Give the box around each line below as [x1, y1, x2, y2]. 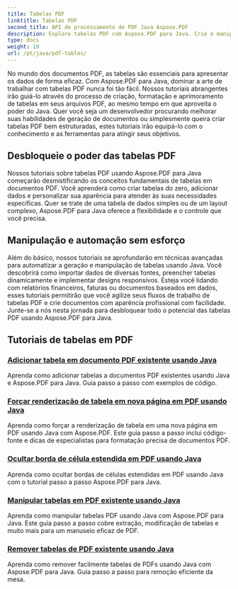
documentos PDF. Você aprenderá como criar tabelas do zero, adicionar [7, 183, 218, 192]
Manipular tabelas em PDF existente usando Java [7, 495, 181, 505]
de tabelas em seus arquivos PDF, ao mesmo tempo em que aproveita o [7, 99, 217, 108]
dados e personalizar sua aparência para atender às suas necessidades [7, 191, 217, 200]
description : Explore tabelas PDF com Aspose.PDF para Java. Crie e [7, 30, 214, 38]
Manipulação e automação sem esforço [7, 234, 186, 246]
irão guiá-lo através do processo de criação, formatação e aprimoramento [7, 91, 224, 100]
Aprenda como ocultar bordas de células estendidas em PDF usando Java [7, 470, 224, 479]
